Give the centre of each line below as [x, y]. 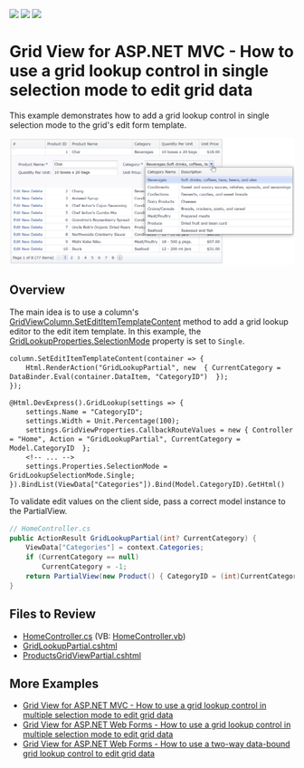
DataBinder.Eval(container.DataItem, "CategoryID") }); [119, 376]
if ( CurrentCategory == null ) [83, 558]
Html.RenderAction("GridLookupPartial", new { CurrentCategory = [153, 367]
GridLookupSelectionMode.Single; [72, 475]
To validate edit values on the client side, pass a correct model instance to [148, 501]
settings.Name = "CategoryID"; [85, 412]
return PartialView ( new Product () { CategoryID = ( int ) [133, 577]
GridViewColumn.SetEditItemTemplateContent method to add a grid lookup [149, 321]
